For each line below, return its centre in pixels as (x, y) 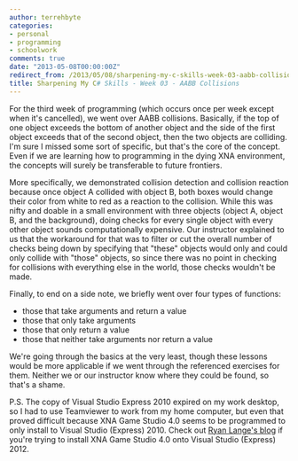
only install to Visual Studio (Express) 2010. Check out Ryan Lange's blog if (146, 430)
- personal (29, 34)
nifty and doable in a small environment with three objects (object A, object (146, 210)
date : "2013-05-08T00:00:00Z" (65, 67)
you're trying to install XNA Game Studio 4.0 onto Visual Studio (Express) (143, 439)
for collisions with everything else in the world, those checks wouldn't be (142, 267)
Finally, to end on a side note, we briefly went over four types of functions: (145, 293)
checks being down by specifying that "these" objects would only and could (149, 248)
